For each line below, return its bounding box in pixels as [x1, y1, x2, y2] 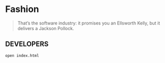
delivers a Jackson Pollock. [17, 25, 74, 31]
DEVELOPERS [5, 40, 49, 48]
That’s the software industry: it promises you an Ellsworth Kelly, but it [17, 20, 160, 26]
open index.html [5, 53, 39, 58]
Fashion [5, 3, 39, 15]
